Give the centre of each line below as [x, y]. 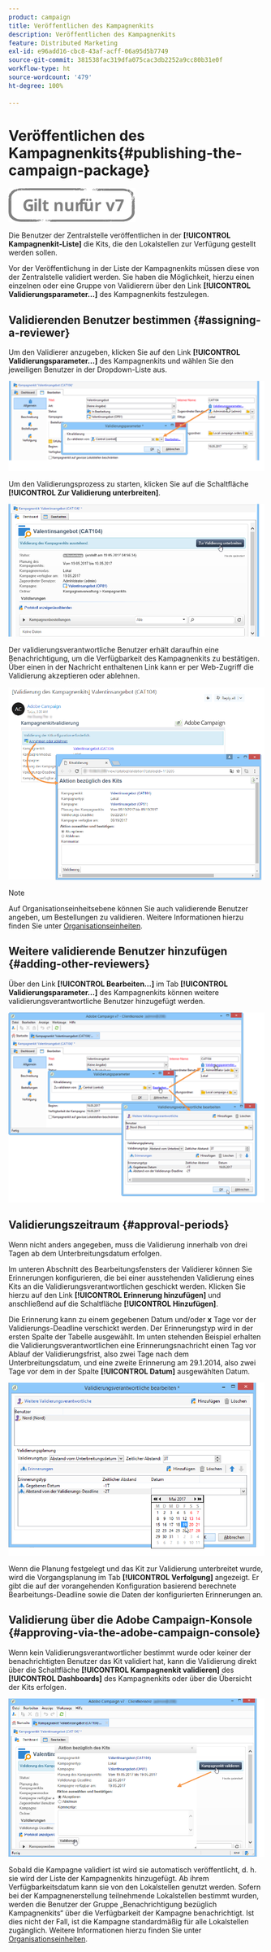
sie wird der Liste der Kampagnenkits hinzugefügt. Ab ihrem [109, 1879]
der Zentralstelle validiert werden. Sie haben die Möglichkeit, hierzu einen [131, 277]
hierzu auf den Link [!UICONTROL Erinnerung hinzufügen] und [115, 1295]
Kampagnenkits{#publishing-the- [125, 153]
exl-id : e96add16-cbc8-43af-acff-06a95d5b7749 [88, 52]
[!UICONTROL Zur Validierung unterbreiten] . [84, 493]
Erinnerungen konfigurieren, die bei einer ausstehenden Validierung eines [131, 1277]
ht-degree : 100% [36, 85]
